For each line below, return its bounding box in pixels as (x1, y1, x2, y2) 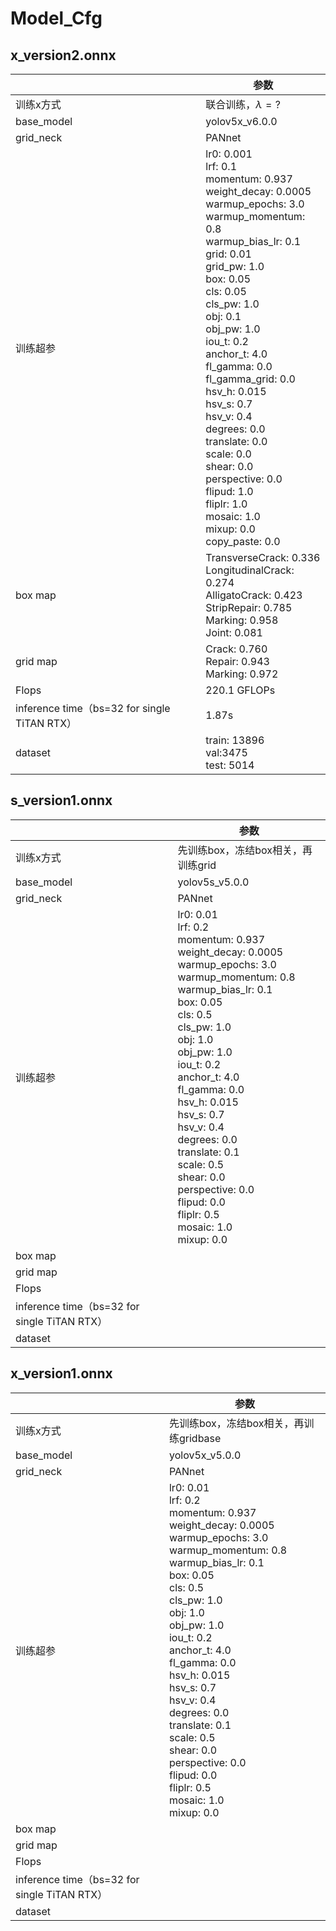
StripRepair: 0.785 (205, 601, 293, 614)
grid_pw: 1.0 (205, 260, 265, 273)
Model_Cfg (10, 7, 103, 30)
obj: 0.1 (205, 310, 242, 323)
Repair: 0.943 (205, 655, 270, 668)
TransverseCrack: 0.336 (205, 551, 321, 564)
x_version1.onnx (10, 1365, 113, 1382)
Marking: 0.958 (205, 613, 279, 627)
